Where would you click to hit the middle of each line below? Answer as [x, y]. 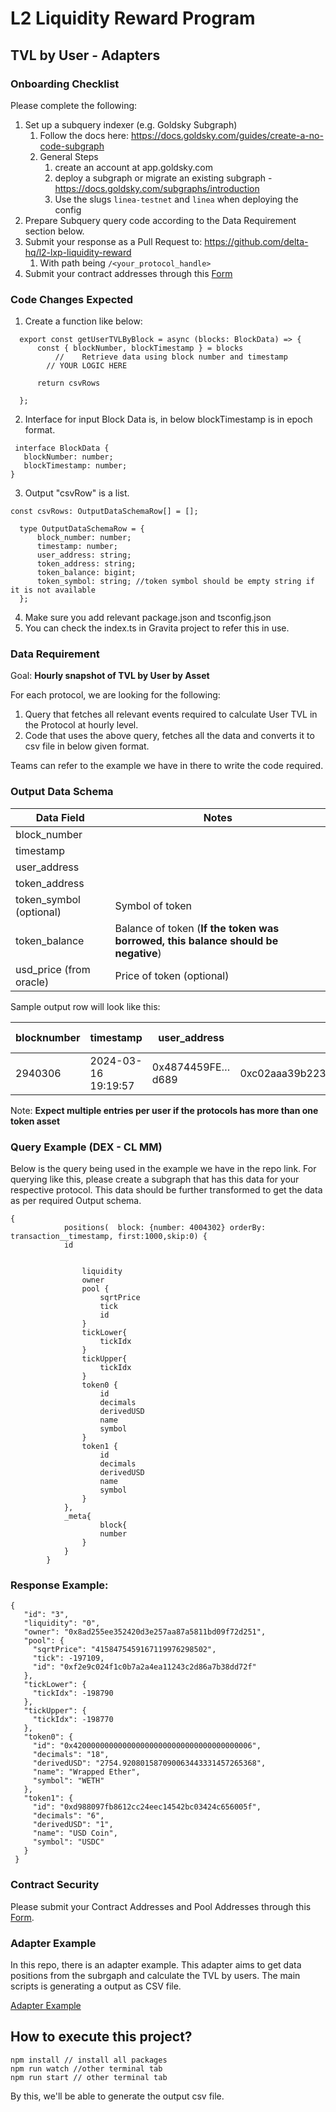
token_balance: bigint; [86, 573]
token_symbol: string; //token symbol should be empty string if [175, 582]
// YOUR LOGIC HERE [87, 366]
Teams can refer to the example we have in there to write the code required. [167, 766]
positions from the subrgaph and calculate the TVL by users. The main [155, 1975]
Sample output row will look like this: [85, 1006]
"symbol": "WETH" [68, 1781]
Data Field [60, 817]
